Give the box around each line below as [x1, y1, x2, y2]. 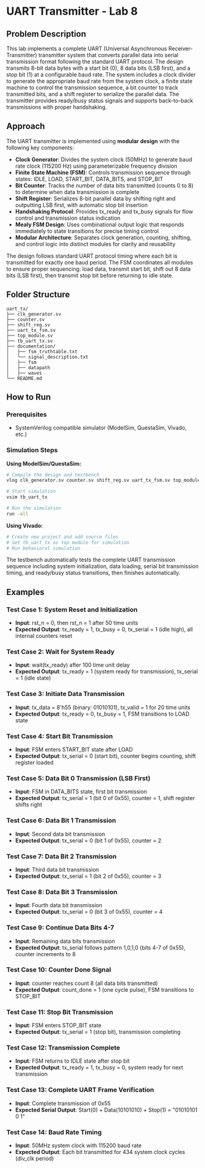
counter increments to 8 [15, 950, 76, 957]
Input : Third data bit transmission [15, 866, 99, 873]
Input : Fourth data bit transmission [15, 902, 103, 909]
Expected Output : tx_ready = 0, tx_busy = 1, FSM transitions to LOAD [15, 710, 190, 717]
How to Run [6, 392, 51, 402]
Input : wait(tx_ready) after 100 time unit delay [15, 661, 130, 668]
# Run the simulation [6, 505, 62, 512]
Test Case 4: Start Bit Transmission [6, 732, 113, 740]
